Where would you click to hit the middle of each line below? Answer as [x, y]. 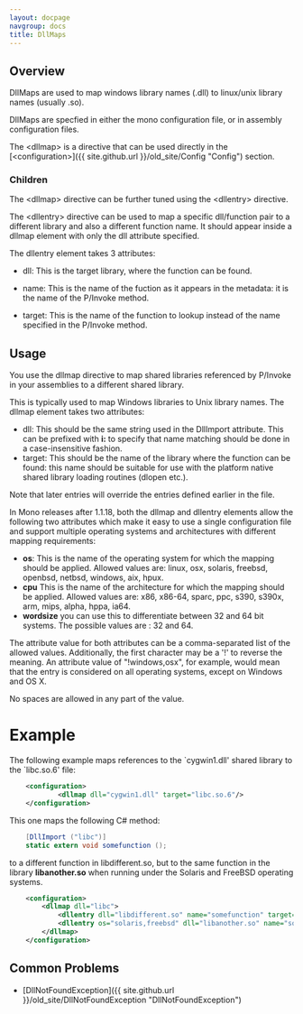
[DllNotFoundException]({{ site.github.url [98, 990]
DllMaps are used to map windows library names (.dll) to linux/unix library [146, 93]
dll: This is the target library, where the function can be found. [137, 271]
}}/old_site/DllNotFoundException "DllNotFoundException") [132, 1000]
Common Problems [64, 968]
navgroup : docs [38, 26]
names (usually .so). [47, 102]
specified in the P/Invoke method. [85, 325]
